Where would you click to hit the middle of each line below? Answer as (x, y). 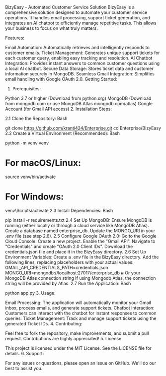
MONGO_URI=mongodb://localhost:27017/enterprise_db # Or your (73, 273)
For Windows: (35, 197)
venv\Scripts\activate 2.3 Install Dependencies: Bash (59, 210)
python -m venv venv (27, 143)
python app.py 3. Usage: (30, 293)
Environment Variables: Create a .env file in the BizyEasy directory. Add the (82, 257)
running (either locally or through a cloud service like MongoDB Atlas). (77, 225)
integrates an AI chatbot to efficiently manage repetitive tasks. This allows (81, 23)
